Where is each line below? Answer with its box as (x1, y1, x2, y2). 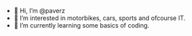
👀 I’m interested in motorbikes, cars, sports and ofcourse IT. (13, 14, 186, 22)
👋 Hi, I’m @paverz (13, 7, 65, 15)
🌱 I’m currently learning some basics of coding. (13, 21, 150, 29)
